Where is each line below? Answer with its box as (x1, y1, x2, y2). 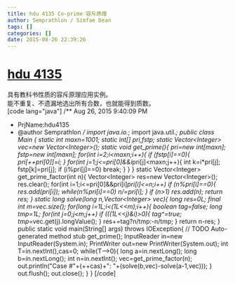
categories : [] (7, 29, 52, 37)
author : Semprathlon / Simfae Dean (7, 17, 112, 24)
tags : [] (7, 23, 33, 30)
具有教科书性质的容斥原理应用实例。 (7, 90, 112, 99)
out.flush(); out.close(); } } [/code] (17, 269, 116, 278)
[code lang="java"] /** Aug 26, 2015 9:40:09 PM (7, 107, 148, 115)
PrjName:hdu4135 (17, 120, 70, 129)
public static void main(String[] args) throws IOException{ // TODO (17, 225, 210, 233)
